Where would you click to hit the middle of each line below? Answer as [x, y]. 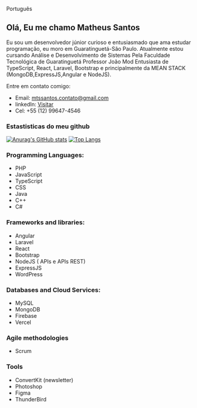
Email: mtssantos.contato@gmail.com [62, 98]
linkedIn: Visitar [34, 104]
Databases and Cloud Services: [53, 290]
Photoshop [28, 386]
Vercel [23, 322]
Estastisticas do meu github [48, 126]
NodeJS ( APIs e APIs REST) [50, 261]
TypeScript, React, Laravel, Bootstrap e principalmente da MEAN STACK [96, 68]
